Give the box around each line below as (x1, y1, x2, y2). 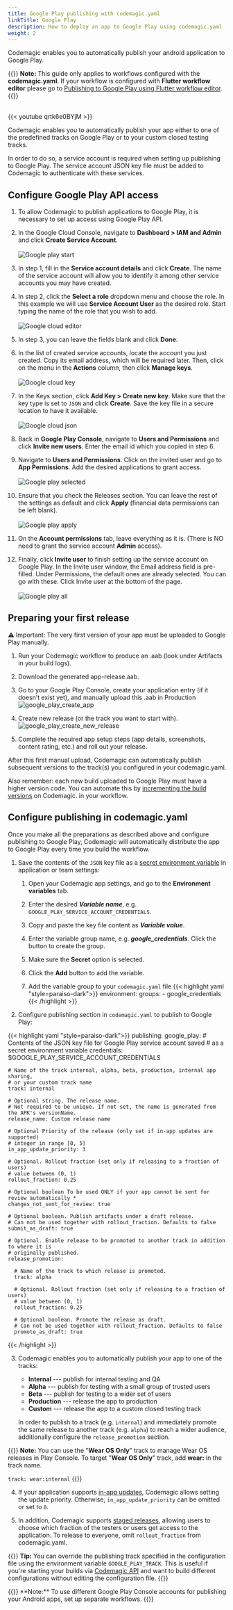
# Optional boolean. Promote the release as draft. (14, 1316, 167, 1323)
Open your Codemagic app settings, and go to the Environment (28, 879, 211, 887)
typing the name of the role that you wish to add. (17, 307, 157, 316)
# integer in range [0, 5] (8, 1139, 86, 1147)
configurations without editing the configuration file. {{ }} (8, 1574, 169, 1582)
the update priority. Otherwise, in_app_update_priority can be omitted (17, 1495, 221, 1504)
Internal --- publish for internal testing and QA (28, 1374, 161, 1383)
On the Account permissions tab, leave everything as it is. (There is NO (17, 535, 224, 543)
